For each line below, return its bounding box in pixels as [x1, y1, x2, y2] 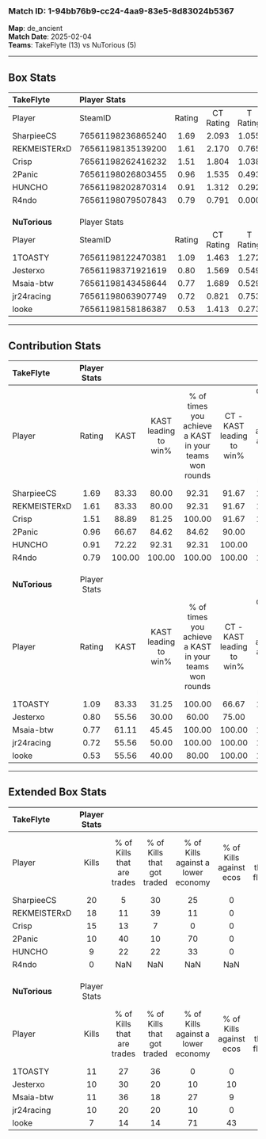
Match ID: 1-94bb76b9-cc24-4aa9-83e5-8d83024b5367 [8, 6, 235, 17]
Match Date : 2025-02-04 [8, 32, 93, 41]
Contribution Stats [8, 339, 101, 352]
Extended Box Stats [8, 786, 107, 799]
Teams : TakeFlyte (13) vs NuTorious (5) [8, 40, 137, 50]
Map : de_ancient [8, 24, 63, 33]
